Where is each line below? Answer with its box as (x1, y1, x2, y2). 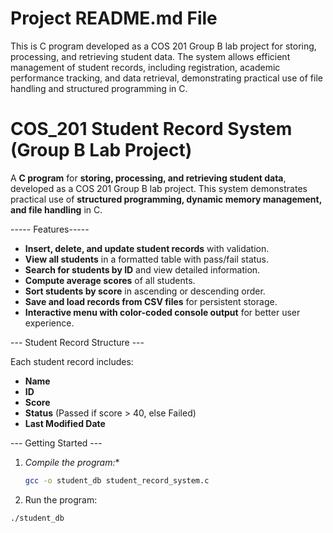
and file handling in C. (10, 203, 103, 216)
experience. (24, 317, 75, 329)
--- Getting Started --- (10, 437, 103, 449)
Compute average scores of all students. (24, 274, 196, 286)
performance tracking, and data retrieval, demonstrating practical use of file (10, 72, 323, 84)
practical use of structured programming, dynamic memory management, (10, 193, 322, 205)
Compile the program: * (24, 456, 120, 468)
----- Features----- (10, 223, 90, 235)
